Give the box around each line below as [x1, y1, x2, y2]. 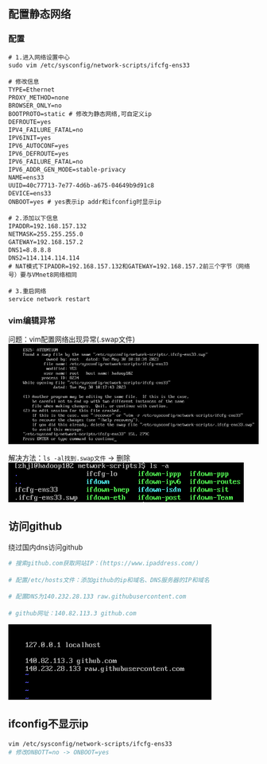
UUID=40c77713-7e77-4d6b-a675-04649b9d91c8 [8, 181, 155, 189]
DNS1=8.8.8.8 [8, 245, 52, 254]
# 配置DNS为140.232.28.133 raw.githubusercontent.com [8, 592, 187, 601]
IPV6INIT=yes [8, 133, 52, 141]
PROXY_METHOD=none [8, 94, 69, 102]
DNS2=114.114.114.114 [8, 253, 80, 262]
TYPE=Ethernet [8, 86, 56, 94]
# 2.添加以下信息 [8, 214, 58, 222]
